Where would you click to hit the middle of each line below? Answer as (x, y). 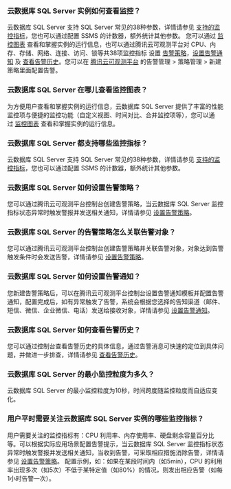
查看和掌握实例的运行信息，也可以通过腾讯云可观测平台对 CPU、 (118, 44)
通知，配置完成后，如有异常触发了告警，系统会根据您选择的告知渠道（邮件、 (115, 301)
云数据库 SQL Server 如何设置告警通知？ (74, 277)
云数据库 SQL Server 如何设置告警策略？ (74, 188)
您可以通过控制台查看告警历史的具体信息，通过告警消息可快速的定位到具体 (112, 346)
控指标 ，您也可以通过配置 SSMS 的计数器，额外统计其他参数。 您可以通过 (112, 36)
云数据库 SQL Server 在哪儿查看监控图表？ (77, 90)
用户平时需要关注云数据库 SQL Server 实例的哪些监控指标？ (106, 419)
